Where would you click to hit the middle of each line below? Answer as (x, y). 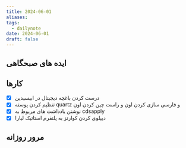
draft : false (22, 39)
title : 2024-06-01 (29, 12)
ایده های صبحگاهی (36, 63)
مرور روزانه (25, 137)
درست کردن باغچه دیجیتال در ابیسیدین (57, 98)
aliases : (17, 17)
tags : (13, 23)
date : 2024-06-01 (28, 34)
